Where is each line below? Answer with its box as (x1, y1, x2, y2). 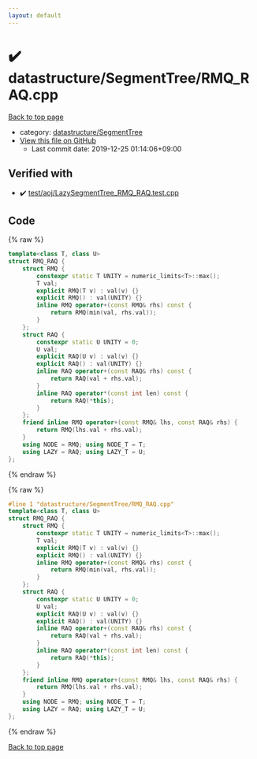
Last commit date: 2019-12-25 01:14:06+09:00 (31, 143, 182, 154)
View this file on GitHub (19, 136, 97, 145)
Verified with (8, 166, 73, 180)
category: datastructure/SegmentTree (19, 127, 143, 136)
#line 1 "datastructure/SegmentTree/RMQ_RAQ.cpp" (8, 500, 175, 508)
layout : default (8, 11, 61, 20)
